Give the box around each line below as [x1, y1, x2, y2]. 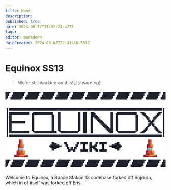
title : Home [5, 8, 31, 13]
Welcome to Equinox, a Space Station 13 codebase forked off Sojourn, [5, 174, 153, 180]
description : [5, 13, 33, 19]
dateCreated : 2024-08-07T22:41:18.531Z [5, 41, 90, 46]
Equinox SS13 [5, 63, 64, 74]
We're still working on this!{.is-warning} [17, 79, 101, 86]
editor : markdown [5, 35, 42, 40]
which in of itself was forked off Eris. [5, 180, 82, 186]
